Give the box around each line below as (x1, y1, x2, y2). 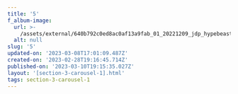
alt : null (13, 37, 42, 44)
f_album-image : (7, 17, 52, 24)
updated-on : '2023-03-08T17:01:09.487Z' (7, 50, 129, 57)
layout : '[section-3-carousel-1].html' (7, 69, 125, 76)
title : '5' (7, 10, 40, 18)
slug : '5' (7, 43, 37, 50)
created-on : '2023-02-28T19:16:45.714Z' (7, 57, 129, 64)
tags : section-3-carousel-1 (7, 76, 91, 83)
